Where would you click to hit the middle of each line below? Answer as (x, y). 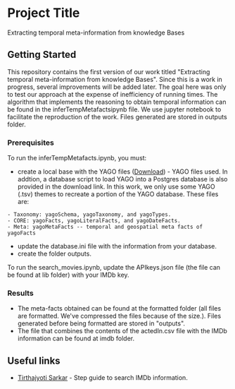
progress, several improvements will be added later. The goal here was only (117, 87)
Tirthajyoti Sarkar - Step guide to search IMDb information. (102, 378)
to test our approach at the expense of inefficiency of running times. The (113, 94)
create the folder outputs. (54, 254)
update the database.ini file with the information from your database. (117, 246)
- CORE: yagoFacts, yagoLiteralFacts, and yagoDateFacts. (94, 221)
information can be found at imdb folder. (76, 339)
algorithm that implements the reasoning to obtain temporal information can (117, 102)
